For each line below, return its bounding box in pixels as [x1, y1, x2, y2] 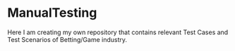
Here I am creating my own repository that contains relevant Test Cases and [7, 28, 229, 36]
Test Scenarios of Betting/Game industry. [7, 35, 128, 43]
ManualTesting [7, 5, 97, 21]
